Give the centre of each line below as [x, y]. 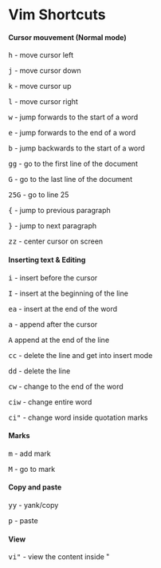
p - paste [23, 521]
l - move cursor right [43, 102]
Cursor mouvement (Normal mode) [68, 37]
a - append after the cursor [53, 324]
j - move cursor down [45, 70]
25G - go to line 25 [39, 195]
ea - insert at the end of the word [63, 308]
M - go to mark [32, 469]
